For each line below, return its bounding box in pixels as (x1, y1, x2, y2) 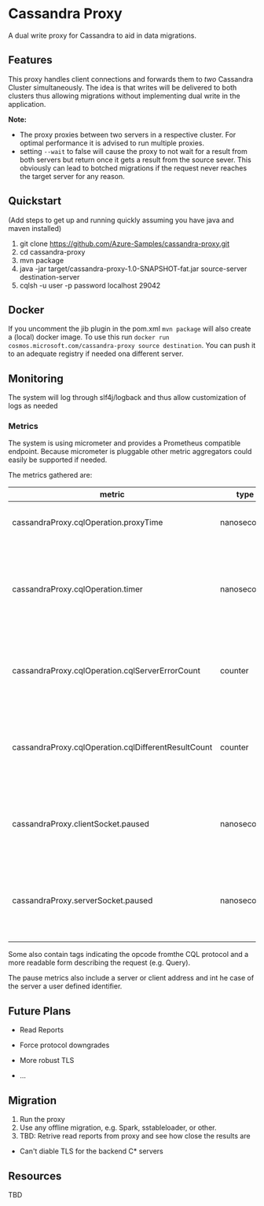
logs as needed (8, 401, 58, 411)
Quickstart (8, 194, 62, 208)
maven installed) (8, 223, 62, 233)
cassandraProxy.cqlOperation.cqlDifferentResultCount (12, 742, 213, 753)
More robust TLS (19, 1056, 75, 1065)
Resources (8, 1169, 62, 1182)
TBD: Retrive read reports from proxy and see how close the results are (19, 1131, 251, 1141)
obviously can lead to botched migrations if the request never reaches (19, 163, 247, 173)
